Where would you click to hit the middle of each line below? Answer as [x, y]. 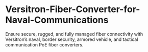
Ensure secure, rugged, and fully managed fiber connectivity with [74, 34]
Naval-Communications [57, 20]
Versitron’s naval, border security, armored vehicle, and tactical [72, 39]
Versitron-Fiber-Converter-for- [73, 9]
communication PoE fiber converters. [44, 44]
